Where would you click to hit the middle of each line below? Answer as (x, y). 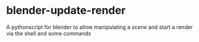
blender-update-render (66, 10)
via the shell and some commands (49, 33)
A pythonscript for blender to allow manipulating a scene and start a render (99, 27)
